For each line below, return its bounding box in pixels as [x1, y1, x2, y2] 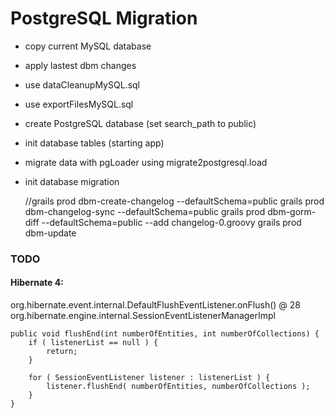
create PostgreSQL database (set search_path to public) [24, 117, 257, 129]
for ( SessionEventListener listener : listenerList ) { [28, 373, 271, 383]
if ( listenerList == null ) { [28, 338, 159, 348]
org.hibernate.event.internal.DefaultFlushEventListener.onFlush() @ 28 [10, 299, 301, 311]
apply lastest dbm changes [24, 59, 137, 71]
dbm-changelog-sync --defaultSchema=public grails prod [24, 205, 266, 217]
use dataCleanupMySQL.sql [24, 78, 140, 91]
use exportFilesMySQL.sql [24, 98, 134, 110]
